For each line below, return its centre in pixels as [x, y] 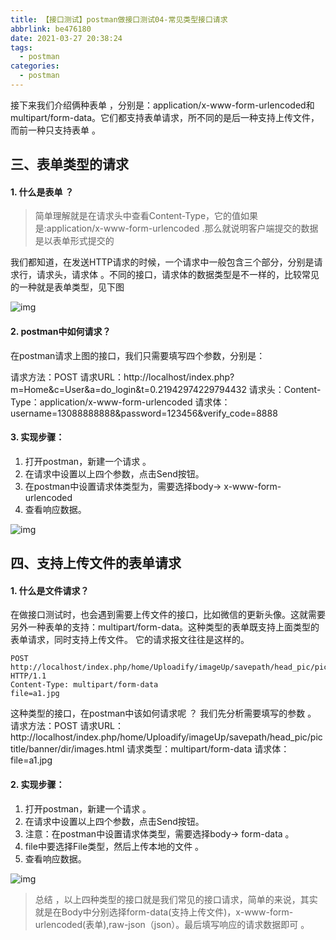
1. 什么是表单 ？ [42, 192]
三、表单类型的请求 [69, 164]
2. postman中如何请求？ [61, 332]
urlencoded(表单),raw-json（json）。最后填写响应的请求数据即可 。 [172, 924]
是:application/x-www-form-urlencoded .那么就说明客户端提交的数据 [176, 228]
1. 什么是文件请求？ [50, 590]
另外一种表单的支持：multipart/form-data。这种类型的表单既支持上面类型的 [165, 627]
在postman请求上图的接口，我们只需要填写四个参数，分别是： [138, 355]
